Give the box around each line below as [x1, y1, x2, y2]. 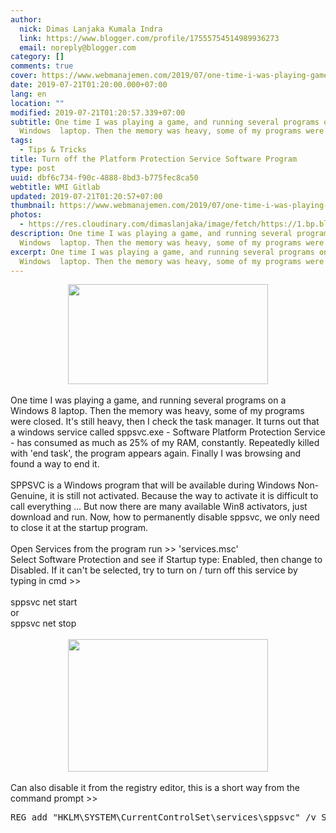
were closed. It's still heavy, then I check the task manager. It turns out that [10, 416, 320, 428]
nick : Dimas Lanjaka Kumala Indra [19, 24, 163, 34]
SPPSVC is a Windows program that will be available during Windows [10, 479, 296, 491]
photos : [10, 210, 43, 220]
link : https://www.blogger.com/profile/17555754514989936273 [19, 33, 280, 43]
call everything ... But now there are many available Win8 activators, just [10, 501, 308, 513]
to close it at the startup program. [10, 522, 149, 534]
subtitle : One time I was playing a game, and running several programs [10, 117, 320, 127]
